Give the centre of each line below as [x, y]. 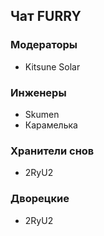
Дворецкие [40, 199]
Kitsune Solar [52, 66]
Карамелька [51, 125]
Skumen [42, 114]
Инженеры [38, 92]
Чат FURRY [46, 16]
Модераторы [44, 45]
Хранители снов [52, 151]
